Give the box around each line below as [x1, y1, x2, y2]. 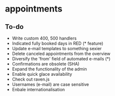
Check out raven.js [12, 76, 50, 82]
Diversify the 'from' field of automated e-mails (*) [12, 56, 111, 61]
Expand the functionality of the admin [12, 66, 87, 72]
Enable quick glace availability [12, 71, 72, 77]
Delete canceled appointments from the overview [12, 51, 111, 56]
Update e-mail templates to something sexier [12, 46, 102, 51]
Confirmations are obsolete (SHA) [12, 61, 80, 67]
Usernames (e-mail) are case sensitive [12, 82, 89, 87]
